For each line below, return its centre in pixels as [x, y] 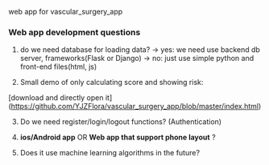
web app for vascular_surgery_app [66, 12]
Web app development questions [74, 32]
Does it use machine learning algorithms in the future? [110, 153]
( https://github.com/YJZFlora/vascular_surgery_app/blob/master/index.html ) [135, 107]
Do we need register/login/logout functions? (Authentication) [121, 122]
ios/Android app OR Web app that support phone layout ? [118, 137]
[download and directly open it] [60, 98]
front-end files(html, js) [58, 66]
